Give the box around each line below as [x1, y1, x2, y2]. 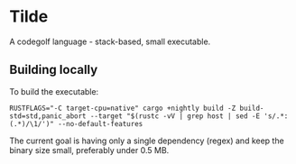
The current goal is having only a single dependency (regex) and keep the [9, 135, 284, 146]
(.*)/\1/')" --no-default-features [9, 119, 143, 128]
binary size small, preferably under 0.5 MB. [9, 144, 170, 155]
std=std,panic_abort [9, 111, 88, 121]
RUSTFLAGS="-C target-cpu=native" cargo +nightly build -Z [9, 104, 236, 113]
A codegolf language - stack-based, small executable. [9, 36, 211, 47]
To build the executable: [9, 86, 99, 96]
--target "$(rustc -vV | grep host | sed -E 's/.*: [89, 111, 289, 121]
